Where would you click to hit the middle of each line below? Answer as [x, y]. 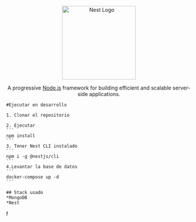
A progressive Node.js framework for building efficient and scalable [89, 88]
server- [182, 88]
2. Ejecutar [21, 125]
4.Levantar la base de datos [42, 167]
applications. [105, 94]
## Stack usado [25, 193]
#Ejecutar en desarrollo [36, 105]
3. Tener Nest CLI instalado [42, 146]
